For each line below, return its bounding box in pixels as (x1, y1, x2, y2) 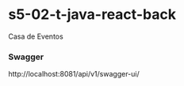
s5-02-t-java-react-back (8, 6, 177, 24)
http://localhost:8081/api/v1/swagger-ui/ (8, 69, 140, 79)
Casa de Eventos (8, 32, 63, 41)
